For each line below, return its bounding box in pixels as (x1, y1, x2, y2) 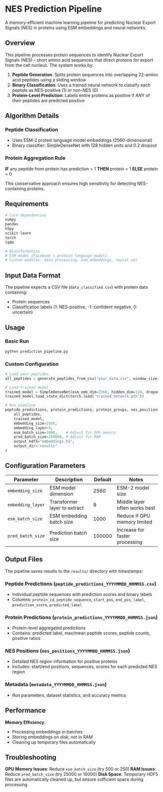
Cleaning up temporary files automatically (12, 739, 96, 745)
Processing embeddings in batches (12, 729, 83, 734)
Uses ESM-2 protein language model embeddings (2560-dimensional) (12, 138, 153, 143)
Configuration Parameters (5, 462, 86, 470)
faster (116, 533, 130, 539)
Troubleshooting (5, 753, 57, 761)
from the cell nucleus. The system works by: (5, 62, 94, 68)
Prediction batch (49, 529, 87, 536)
